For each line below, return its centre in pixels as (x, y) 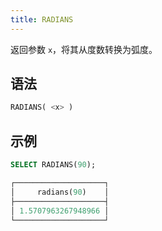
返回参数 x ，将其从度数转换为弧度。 (84, 49)
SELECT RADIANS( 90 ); (53, 165)
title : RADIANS (42, 19)
